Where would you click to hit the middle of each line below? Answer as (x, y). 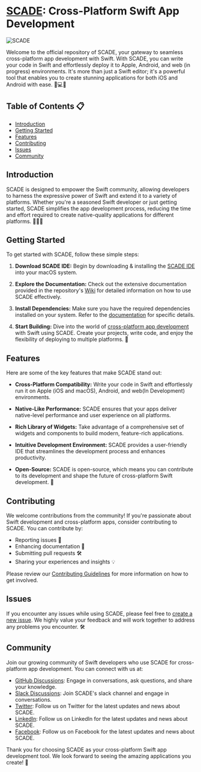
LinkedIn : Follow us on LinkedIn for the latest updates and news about (101, 718)
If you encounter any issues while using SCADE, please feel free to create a (100, 613)
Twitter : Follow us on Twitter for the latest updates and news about (97, 706)
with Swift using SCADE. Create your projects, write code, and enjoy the (104, 333)
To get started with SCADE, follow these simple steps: (73, 254)
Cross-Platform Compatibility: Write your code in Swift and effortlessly (104, 384)
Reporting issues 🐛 (38, 540)
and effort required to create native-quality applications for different (90, 215)
